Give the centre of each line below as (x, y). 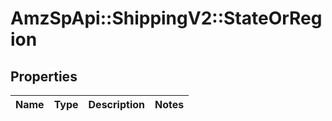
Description (116, 104)
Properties (44, 76)
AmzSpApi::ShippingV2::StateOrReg (166, 18)
